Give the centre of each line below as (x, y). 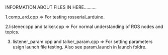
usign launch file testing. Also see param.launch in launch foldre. (79, 47)
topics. (12, 32)
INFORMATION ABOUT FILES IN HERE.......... (51, 7)
